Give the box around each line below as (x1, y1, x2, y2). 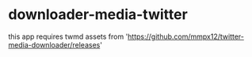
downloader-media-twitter (8, 6, 188, 24)
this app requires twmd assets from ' (8, 32, 128, 41)
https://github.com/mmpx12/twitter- (128, 32, 244, 41)
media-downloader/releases (8, 40, 101, 49)
